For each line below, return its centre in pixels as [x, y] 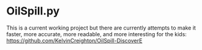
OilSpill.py [33, 11]
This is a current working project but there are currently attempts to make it [101, 28]
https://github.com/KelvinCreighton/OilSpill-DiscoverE [74, 40]
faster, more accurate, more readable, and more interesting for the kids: [96, 34]
